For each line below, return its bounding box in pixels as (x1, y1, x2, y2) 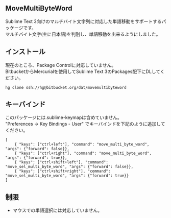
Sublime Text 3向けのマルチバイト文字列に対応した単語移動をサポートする (5, 18, 162, 25)
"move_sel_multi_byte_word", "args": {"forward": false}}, (5, 164, 134, 169)
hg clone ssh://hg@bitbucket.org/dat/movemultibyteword (5, 85, 127, 90)
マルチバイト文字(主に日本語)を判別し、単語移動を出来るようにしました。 (5, 31, 161, 37)
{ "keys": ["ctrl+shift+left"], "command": (14, 160, 109, 165)
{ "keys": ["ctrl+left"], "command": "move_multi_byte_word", (14, 142, 150, 147)
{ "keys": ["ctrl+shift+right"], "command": (14, 168, 111, 174)
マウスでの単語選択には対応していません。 (12, 207, 102, 213)
